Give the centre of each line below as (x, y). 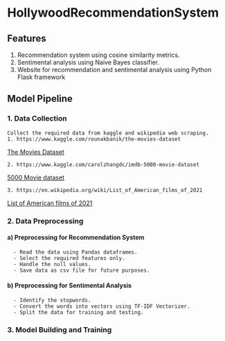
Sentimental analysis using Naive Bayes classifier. (88, 62)
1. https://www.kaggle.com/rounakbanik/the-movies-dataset (94, 139)
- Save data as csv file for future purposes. (82, 270)
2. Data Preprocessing (45, 221)
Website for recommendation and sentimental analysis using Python (114, 70)
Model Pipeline (40, 99)
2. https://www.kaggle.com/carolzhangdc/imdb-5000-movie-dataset (103, 164)
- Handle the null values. (52, 264)
